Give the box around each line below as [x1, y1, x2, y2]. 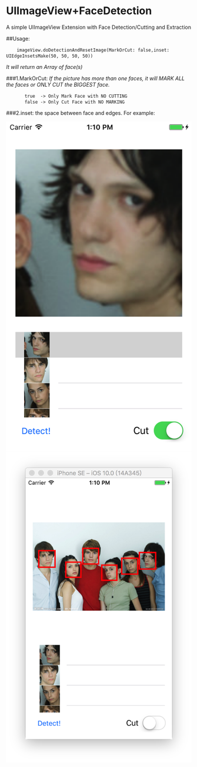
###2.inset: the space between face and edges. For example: [6, 109, 155, 116]
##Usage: [6, 35, 31, 42]
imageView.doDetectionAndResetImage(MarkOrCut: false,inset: [16, 47, 169, 53]
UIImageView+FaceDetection [6, 4, 152, 18]
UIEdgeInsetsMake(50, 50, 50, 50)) [6, 53, 94, 59]
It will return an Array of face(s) [6, 63, 83, 70]
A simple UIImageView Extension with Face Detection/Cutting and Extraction [6, 24, 191, 31]
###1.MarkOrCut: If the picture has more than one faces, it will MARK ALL [6, 75, 185, 82]
